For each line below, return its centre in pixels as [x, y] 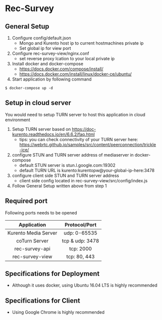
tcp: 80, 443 [81, 256]
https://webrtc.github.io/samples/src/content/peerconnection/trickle [88, 144]
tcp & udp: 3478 [81, 240]
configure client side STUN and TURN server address [65, 176]
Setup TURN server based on [41, 129]
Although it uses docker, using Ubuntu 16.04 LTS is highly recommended [85, 285]
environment [18, 120]
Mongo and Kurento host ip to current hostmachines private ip [81, 43]
